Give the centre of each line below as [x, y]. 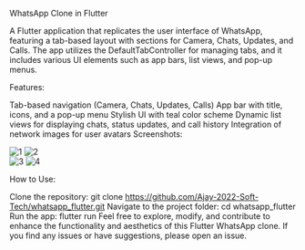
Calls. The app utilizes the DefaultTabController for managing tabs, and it [146, 50]
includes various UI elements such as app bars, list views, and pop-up [141, 60]
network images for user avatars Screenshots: [96, 134]
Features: [27, 87]
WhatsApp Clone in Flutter [59, 13]
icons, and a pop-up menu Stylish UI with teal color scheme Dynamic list [146, 115]
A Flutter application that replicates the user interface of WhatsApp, [136, 31]
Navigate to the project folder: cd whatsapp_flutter [201, 206]
